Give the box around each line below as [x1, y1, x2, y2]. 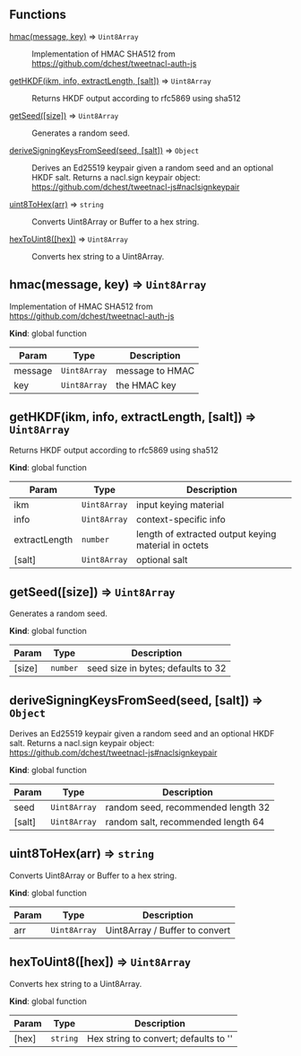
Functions [9, 7, 67, 22]
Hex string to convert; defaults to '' [86, 1032, 233, 1044]
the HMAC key [116, 379, 176, 392]
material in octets [135, 539, 209, 551]
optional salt [135, 554, 188, 567]
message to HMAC [116, 364, 195, 376]
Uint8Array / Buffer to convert [105, 924, 231, 937]
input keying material [135, 498, 225, 511]
